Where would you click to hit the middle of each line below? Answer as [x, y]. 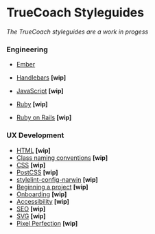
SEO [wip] [31, 209]
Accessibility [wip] [43, 201]
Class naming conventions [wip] [62, 157]
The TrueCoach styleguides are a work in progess [77, 32]
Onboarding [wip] [41, 194]
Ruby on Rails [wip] [44, 117]
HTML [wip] [33, 150]
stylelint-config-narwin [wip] [57, 179]
